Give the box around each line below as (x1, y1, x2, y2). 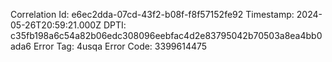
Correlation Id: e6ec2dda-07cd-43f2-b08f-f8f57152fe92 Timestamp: (10, 9, 295, 20)
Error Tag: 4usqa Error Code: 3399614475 (33, 40, 208, 52)
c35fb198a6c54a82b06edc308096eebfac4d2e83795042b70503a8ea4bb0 (10, 30, 323, 41)
